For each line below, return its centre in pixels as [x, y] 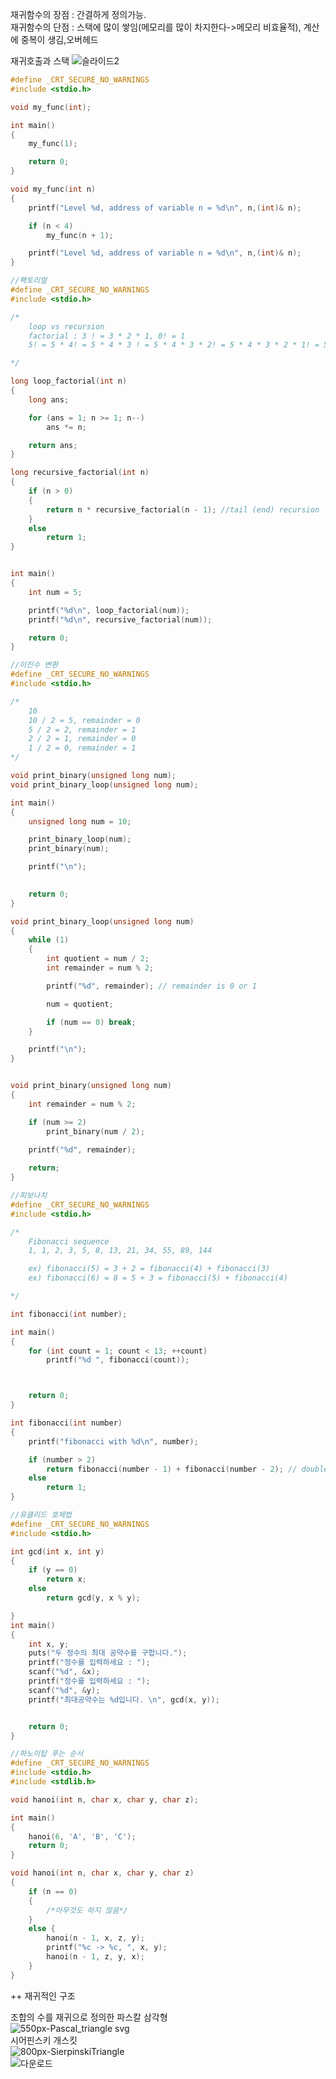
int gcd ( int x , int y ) [57, 1551]
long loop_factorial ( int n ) [69, 381]
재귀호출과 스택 [40, 61]
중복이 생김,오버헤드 [59, 39]
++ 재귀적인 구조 [43, 1995]
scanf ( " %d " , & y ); [64, 1690]
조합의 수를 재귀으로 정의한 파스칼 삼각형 [89, 2017]
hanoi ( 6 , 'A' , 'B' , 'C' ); [82, 1836]
